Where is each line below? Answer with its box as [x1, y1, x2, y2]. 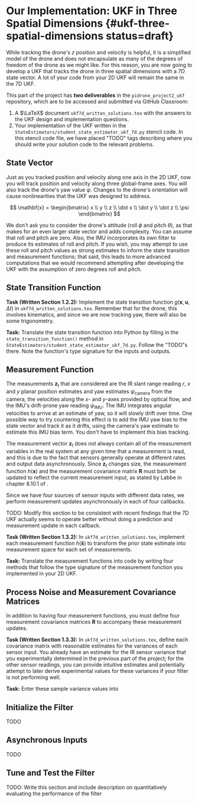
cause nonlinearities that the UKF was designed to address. [6, 192, 151, 199]
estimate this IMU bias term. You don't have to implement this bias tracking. [6, 428, 190, 435]
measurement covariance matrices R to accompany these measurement [6, 619, 182, 626]
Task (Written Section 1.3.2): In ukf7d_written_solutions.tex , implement [6, 534, 185, 541]
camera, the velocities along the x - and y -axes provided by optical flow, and [6, 395, 191, 402]
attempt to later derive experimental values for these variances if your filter [6, 668, 189, 675]
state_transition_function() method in [6, 335, 104, 342]
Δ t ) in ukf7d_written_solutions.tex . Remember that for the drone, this [6, 304, 177, 311]
